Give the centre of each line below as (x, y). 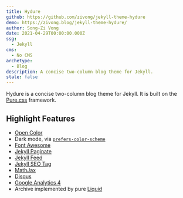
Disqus (23, 176)
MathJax (25, 170)
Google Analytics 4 (38, 182)
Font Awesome (33, 145)
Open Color (28, 132)
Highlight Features (40, 118)
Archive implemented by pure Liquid (58, 189)
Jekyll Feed (28, 157)
